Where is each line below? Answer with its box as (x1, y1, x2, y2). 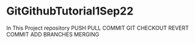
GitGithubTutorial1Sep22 (6, 4, 134, 18)
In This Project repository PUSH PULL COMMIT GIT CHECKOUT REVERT (6, 24, 189, 31)
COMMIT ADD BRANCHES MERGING (6, 30, 100, 38)
